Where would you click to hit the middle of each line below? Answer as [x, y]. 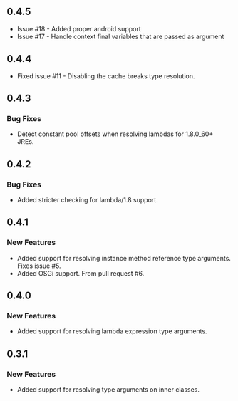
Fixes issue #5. [39, 266]
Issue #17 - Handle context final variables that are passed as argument [120, 36]
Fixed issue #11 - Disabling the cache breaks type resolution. [106, 76]
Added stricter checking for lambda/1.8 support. [87, 200]
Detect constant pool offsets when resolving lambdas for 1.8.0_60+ [115, 134]
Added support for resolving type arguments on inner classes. [108, 390]
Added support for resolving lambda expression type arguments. [112, 331]
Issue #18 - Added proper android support [79, 28]
